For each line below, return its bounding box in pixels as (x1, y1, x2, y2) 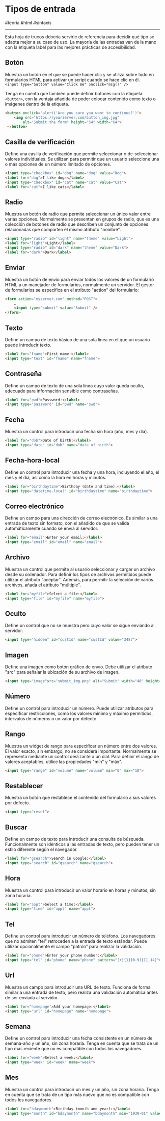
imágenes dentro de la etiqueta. (5, 101, 70, 107)
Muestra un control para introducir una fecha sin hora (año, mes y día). (5, 429, 148, 435)
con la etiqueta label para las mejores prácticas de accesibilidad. (5, 44, 136, 50)
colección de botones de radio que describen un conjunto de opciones (5, 221, 149, 227)
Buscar (5, 823, 28, 831)
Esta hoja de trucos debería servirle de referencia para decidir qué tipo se (5, 33, 155, 40)
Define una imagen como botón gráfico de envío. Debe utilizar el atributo (5, 664, 153, 670)
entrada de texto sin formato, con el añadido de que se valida (5, 520, 129, 526)
